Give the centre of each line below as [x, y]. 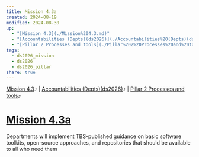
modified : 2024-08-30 [33, 23]
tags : [13, 50]
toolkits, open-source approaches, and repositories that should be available [98, 143]
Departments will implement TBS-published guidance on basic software [94, 136]
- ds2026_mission [33, 56]
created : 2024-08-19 [32, 17]
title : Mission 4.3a [32, 12]
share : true [21, 72]
